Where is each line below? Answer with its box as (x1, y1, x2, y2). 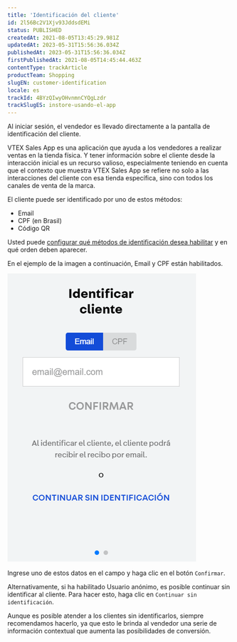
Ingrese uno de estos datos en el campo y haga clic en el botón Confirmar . (7, 569, 226, 577)
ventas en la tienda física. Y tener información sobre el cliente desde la (7, 151, 216, 160)
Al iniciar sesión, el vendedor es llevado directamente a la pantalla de (7, 122, 211, 131)
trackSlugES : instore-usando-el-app (7, 102, 116, 109)
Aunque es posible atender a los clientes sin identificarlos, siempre (7, 611, 204, 620)
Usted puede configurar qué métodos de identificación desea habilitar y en (7, 238, 228, 247)
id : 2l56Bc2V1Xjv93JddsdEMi (7, 19, 91, 26)
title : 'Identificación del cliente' (7, 11, 120, 19)
